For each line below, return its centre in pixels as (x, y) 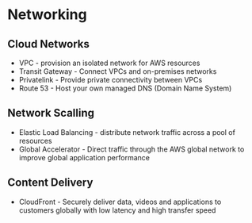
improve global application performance (84, 157)
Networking (48, 15)
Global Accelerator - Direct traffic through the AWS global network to (132, 149)
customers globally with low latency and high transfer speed (117, 210)
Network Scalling (51, 113)
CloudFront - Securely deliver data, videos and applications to (120, 202)
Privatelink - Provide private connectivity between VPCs (111, 80)
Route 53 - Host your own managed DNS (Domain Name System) (125, 88)
